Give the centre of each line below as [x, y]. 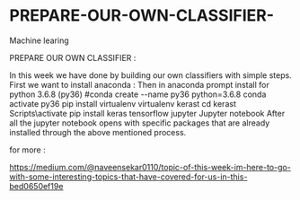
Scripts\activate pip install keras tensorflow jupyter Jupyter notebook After [147, 113]
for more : [28, 150]
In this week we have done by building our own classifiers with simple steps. [150, 75]
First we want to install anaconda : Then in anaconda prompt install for [139, 84]
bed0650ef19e [36, 186]
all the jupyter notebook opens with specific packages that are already [140, 123]
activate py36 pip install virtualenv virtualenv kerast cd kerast [123, 103]
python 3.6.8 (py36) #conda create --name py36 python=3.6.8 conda [138, 94]
